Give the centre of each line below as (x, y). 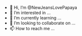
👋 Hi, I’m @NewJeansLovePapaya (43, 8)
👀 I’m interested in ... (30, 13)
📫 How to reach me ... (32, 28)
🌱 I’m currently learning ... (35, 18)
